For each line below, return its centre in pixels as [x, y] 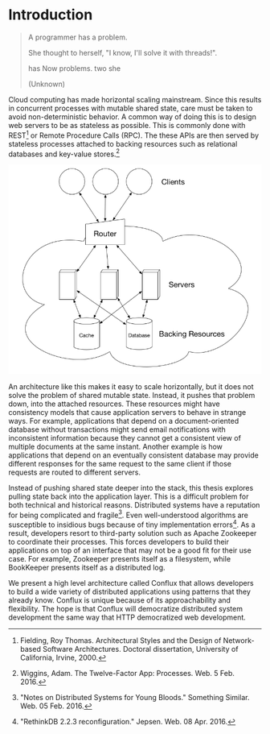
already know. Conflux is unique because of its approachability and [120, 600]
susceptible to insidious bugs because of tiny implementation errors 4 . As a [132, 524]
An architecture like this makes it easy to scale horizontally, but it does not [131, 386]
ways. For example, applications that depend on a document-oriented [124, 421]
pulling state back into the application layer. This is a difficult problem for [129, 496]
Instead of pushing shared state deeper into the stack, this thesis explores [131, 487]
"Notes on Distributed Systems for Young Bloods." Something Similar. [135, 697]
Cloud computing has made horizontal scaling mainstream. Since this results [135, 99]
